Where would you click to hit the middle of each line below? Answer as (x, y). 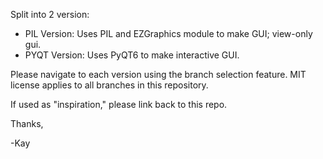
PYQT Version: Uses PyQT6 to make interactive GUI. (132, 55)
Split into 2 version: (50, 14)
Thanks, (27, 123)
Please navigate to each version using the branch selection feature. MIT (158, 74)
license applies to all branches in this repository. (109, 85)
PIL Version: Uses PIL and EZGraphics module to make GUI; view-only (168, 33)
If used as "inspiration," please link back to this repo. (119, 104)
